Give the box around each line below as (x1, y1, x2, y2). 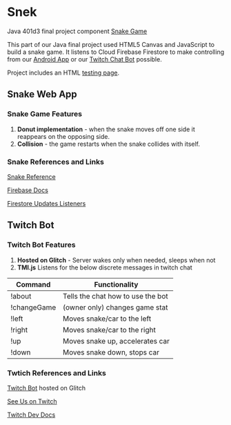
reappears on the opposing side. (17, 132, 110, 140)
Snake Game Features (7, 109, 83, 119)
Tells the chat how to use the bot (63, 291, 168, 301)
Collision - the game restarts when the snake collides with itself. (17, 140, 201, 148)
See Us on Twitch (7, 397, 57, 405)
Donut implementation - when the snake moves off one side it (17, 125, 195, 133)
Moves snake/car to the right (63, 325, 157, 334)
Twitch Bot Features (7, 240, 76, 249)
